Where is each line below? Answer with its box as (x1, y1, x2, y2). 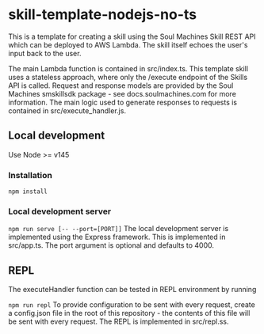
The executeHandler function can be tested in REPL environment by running (8, 285, 257, 294)
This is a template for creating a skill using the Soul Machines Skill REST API (8, 32, 256, 41)
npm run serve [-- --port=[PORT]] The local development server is (8, 224, 229, 233)
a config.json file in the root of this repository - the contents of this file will (8, 309, 251, 318)
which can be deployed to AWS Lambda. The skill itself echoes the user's (8, 40, 248, 49)
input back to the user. (8, 48, 82, 58)
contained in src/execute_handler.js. (8, 105, 127, 116)
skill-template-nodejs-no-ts (8, 6, 197, 24)
